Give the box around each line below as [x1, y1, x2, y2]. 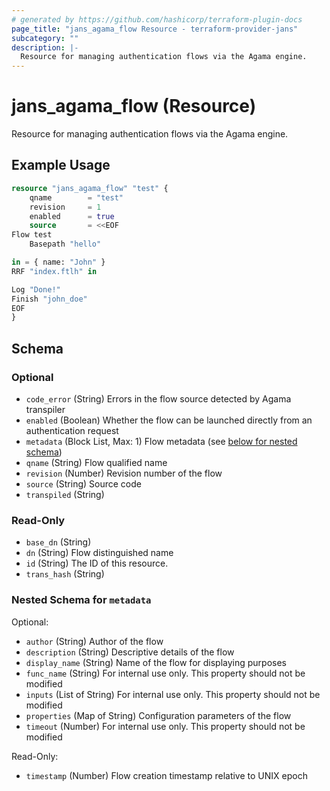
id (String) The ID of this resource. [25, 557, 169, 570]
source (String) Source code [25, 477, 142, 490]
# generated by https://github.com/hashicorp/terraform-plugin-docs [11, 14, 303, 25]
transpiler [25, 403, 66, 415]
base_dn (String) [25, 536, 92, 548]
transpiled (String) [25, 488, 105, 500]
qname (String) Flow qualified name [25, 456, 168, 468]
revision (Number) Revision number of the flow [25, 467, 223, 479]
